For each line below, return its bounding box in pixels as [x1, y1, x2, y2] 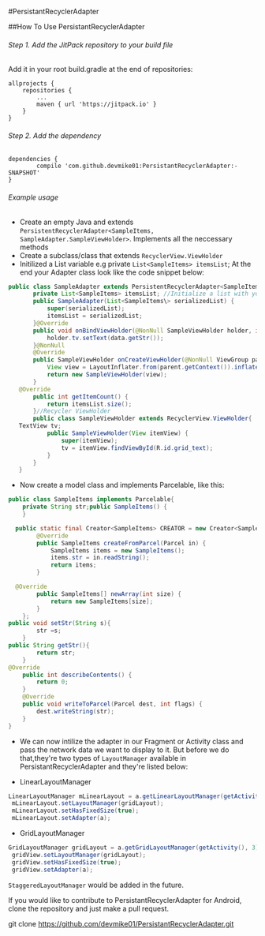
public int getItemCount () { [32, 392, 129, 401]
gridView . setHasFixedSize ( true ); [11, 858, 122, 867]
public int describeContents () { [22, 671, 132, 679]
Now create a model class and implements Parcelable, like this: [19, 481, 225, 490]
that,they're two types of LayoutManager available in [19, 753, 187, 762]
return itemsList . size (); [47, 400, 132, 408]
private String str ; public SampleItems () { [22, 503, 168, 511]
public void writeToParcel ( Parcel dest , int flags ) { [22, 700, 203, 709]
